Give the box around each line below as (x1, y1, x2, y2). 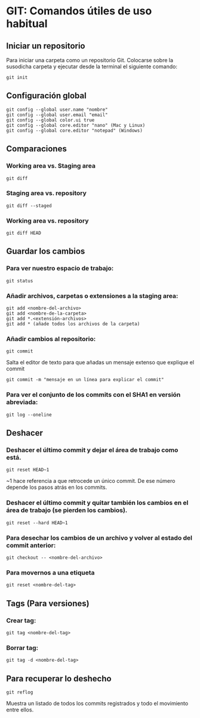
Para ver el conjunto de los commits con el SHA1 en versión (6, 391, 181, 399)
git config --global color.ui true (6, 117, 95, 123)
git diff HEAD (6, 230, 42, 236)
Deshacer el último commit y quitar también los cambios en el (6, 498, 189, 507)
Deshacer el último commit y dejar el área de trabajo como (6, 446, 179, 454)
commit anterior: (6, 541, 56, 549)
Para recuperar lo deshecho (6, 673, 112, 683)
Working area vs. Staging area (6, 162, 96, 170)
